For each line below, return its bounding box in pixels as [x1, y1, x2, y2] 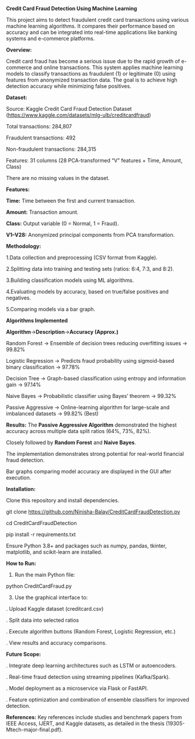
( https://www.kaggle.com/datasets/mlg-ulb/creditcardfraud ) [6, 111, 151, 118]
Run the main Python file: [14, 571, 75, 578]
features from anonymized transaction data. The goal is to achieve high [6, 76, 178, 83]
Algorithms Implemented [6, 317, 68, 324]
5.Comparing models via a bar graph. [6, 306, 95, 312]
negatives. [6, 294, 32, 301]
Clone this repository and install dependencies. [6, 497, 120, 503]
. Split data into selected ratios [6, 617, 79, 624]
